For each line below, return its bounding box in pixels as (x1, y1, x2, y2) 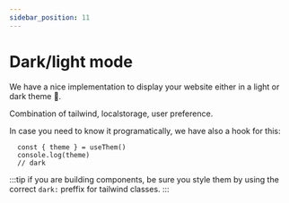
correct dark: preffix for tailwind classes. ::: (9, 183, 170, 194)
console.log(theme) (17, 150, 91, 159)
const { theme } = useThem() (17, 142, 127, 152)
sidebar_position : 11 (9, 13, 91, 22)
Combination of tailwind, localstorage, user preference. (9, 108, 214, 119)
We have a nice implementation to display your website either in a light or (9, 81, 280, 92)
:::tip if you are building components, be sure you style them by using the (9, 173, 280, 184)
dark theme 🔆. (9, 90, 62, 101)
